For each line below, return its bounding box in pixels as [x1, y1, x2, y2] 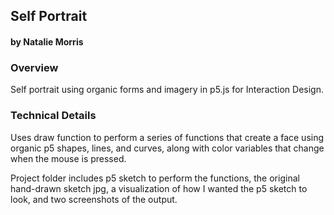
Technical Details [10, 109, 97, 123]
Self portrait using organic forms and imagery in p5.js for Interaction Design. [10, 84, 325, 96]
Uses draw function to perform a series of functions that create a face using [10, 131, 325, 143]
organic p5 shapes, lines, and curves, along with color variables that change [10, 142, 325, 154]
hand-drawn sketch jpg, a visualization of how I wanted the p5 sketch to [10, 182, 308, 194]
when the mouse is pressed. [10, 152, 127, 164]
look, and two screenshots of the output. [10, 193, 178, 205]
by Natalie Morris [10, 35, 84, 48]
